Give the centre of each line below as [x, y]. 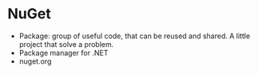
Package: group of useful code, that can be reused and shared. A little [135, 36]
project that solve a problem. [66, 44]
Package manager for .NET [64, 53]
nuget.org [35, 61]
